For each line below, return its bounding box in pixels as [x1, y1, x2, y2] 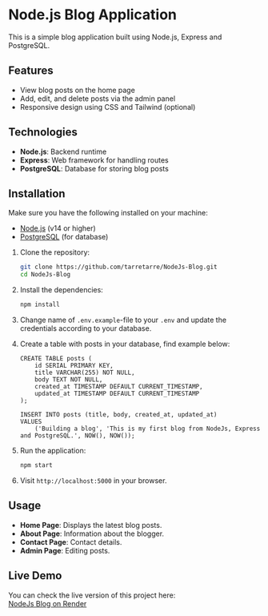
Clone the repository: [19, 248, 90, 257]
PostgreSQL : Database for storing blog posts [19, 163, 170, 173]
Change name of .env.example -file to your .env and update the [19, 315, 226, 324]
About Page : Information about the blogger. [19, 529, 165, 538]
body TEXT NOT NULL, [34, 376, 103, 384]
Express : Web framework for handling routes [19, 155, 170, 165]
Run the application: [19, 446, 86, 455]
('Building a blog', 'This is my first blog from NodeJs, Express [34, 425, 261, 433]
